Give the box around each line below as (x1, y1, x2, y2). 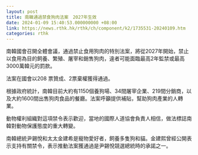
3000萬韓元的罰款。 (6, 63, 56, 70)
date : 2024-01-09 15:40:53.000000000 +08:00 (6, 20, 117, 25)
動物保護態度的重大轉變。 (16, 122, 78, 130)
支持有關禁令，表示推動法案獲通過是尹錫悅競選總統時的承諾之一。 (11, 143, 171, 150)
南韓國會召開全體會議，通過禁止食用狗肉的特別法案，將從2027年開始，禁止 (6, 48, 189, 55)
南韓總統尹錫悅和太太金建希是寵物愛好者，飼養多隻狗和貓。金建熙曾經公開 (6, 135, 187, 142)
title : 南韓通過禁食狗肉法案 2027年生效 (6, 14, 97, 20)
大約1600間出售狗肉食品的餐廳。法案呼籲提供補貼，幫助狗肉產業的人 (11, 95, 179, 102)
